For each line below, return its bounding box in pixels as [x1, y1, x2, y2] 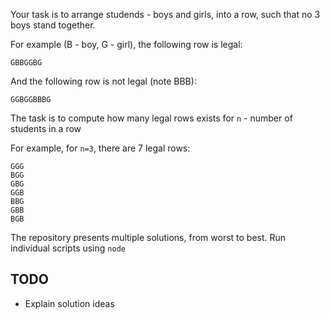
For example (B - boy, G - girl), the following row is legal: [10, 39, 243, 50]
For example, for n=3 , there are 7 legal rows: [10, 142, 191, 154]
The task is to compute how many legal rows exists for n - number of [10, 112, 293, 124]
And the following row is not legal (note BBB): [10, 75, 197, 87]
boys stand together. [10, 19, 96, 31]
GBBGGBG [10, 58, 43, 68]
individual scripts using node [10, 242, 126, 254]
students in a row [10, 123, 82, 134]
